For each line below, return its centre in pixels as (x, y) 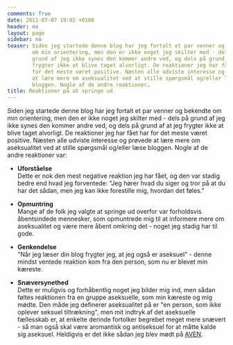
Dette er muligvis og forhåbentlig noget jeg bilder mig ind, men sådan (116, 290)
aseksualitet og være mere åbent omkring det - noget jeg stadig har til (117, 226)
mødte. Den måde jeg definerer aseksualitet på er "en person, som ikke (119, 305)
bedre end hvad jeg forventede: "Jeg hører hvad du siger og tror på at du (121, 183)
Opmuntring (35, 204)
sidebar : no (24, 40)
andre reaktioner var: (37, 155)
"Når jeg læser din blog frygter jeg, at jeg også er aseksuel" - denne (114, 255)
